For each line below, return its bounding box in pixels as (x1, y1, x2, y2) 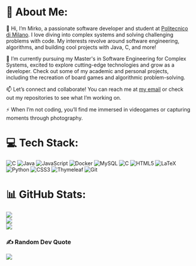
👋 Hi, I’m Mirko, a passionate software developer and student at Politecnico (6, 25, 188, 32)
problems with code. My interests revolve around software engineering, (6, 37, 180, 44)
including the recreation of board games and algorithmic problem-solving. (6, 74, 185, 81)
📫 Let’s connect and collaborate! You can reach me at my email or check (6, 86, 184, 93)
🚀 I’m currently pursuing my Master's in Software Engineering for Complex (6, 55, 187, 62)
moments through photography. (6, 114, 84, 121)
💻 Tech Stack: (6, 136, 79, 150)
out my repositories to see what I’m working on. (6, 94, 122, 101)
